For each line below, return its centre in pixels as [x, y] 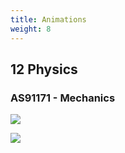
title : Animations [48, 19]
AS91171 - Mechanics [63, 98]
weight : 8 [31, 29]
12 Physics [44, 69]
